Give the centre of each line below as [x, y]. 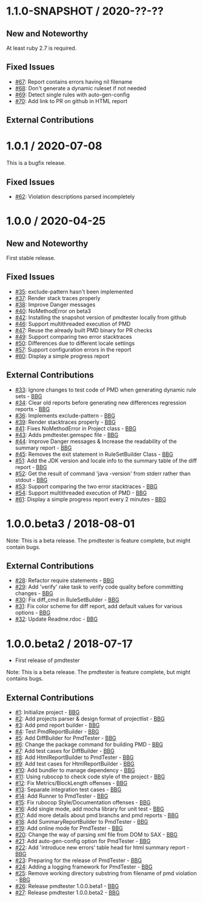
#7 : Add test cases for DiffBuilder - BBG [65, 751]
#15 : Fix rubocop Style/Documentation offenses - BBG [83, 803]
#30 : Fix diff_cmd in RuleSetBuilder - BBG [67, 600]
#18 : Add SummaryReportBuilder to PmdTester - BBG [82, 822]
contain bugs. [23, 547]
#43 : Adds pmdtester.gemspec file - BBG [67, 435]
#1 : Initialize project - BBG [47, 712]
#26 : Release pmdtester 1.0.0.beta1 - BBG [67, 886]
